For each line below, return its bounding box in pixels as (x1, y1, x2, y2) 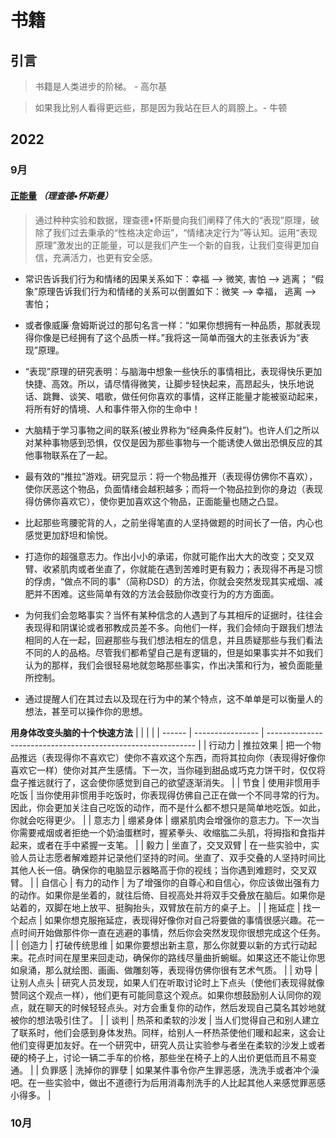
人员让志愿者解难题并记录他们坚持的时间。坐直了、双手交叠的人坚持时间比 (18, 851, 326, 863)
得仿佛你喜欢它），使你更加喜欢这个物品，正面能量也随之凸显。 (24, 495, 284, 507)
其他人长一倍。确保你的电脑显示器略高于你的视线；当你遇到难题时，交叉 (10, 864, 308, 876)
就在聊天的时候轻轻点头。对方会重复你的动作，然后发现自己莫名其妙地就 (27, 1001, 326, 1013)
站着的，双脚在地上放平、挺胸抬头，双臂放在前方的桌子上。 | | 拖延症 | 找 (10, 901, 312, 913)
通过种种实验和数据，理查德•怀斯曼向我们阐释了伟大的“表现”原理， (34, 214, 312, 226)
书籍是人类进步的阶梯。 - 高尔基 (34, 81, 168, 92)
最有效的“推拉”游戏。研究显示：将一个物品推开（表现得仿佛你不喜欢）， (24, 470, 318, 482)
